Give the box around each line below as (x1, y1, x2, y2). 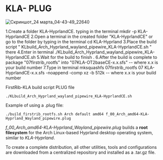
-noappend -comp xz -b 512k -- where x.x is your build (46, 70, 156, 75)
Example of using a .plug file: (5, 102, 64, 108)
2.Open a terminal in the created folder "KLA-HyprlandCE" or (31, 34, 153, 39)
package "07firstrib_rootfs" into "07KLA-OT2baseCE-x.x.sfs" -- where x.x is (5, 59, 159, 65)
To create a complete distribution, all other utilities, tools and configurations (5, 144, 157, 150)
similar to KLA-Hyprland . (5, 135, 55, 141)
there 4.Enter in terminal (5, 49, 54, 55)
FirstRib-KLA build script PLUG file (5, 84, 75, 90)
